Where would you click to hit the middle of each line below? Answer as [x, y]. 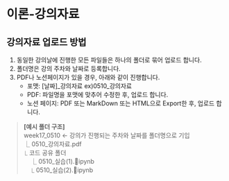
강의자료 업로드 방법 [46, 42]
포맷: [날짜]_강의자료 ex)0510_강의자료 [79, 86]
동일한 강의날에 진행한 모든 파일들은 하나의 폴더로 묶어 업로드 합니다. [109, 60]
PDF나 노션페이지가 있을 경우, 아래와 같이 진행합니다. [88, 77]
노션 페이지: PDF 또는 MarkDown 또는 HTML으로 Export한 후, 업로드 [121, 103]
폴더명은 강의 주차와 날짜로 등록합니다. [68, 69]
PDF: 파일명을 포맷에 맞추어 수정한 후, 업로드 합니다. [97, 95]
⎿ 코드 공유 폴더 [45, 153]
